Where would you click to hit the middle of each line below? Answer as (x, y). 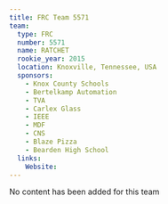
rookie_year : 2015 (52, 59)
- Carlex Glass (53, 109)
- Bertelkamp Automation (71, 92)
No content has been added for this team (84, 192)
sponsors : (35, 76)
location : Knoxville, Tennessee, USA (87, 68)
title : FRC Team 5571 (49, 17)
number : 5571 (41, 42)
